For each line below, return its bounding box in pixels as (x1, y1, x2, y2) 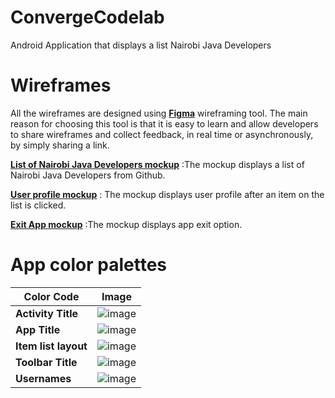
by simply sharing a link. (10, 139, 110, 151)
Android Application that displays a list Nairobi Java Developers (10, 39, 272, 51)
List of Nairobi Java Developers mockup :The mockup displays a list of (10, 158, 305, 170)
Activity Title (15, 306, 79, 320)
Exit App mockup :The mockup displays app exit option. (10, 218, 243, 230)
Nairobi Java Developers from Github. (10, 169, 166, 181)
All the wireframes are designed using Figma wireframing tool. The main (10, 107, 308, 119)
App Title (15, 322, 61, 336)
